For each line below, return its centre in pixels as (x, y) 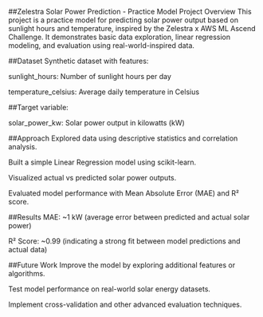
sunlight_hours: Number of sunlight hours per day (90, 76)
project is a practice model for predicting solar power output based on (124, 20)
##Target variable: (39, 107)
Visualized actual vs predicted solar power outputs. (92, 178)
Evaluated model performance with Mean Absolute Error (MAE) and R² (124, 193)
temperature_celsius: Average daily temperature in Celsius (104, 92)
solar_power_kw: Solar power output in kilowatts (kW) (96, 123)
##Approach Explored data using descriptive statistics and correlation (123, 138)
